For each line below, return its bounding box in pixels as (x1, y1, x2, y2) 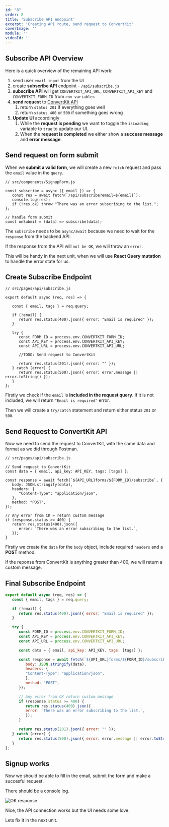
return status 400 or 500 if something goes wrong (20, 109, 123, 115)
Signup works (5, 759, 50, 768)
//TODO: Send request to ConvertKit (18, 352, 96, 358)
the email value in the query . (5, 169, 64, 175)
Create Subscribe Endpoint (5, 273, 92, 281)
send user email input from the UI (12, 77, 84, 83)
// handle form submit (5, 215, 53, 220)
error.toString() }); (5, 374, 51, 380)
